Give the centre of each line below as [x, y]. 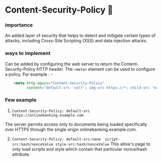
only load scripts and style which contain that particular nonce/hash [79, 149]
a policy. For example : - [29, 74]
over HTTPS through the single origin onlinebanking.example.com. [71, 129]
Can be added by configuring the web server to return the [62, 64]
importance [19, 25]
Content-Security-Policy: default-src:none [56, 139]
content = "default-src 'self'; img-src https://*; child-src [88, 88]
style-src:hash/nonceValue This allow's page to [103, 144]
